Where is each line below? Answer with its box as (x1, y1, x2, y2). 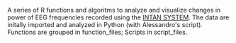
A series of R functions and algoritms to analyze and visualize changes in (7, 6, 221, 14)
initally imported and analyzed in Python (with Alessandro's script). (7, 21, 203, 28)
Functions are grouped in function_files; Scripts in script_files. (7, 28, 188, 36)
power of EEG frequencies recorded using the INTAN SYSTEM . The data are (7, 13, 230, 21)
